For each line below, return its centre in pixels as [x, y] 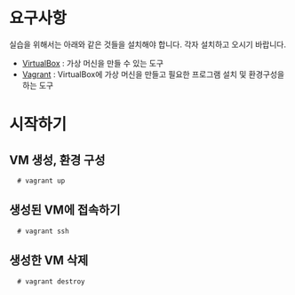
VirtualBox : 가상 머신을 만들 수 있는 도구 [93, 63]
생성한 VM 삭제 [49, 261]
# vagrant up [41, 181]
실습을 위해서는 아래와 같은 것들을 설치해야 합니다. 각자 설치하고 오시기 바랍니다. [148, 44]
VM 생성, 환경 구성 [57, 160]
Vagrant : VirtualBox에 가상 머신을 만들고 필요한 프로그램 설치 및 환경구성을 [153, 74]
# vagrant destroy [52, 281]
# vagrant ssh [43, 231]
